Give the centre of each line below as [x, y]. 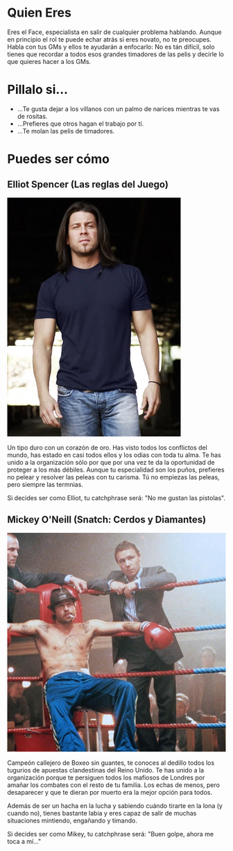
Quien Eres [39, 13]
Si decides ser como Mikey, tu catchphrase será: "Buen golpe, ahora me [110, 834]
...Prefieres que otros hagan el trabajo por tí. [80, 124]
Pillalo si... [37, 90]
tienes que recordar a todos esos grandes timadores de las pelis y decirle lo [115, 54]
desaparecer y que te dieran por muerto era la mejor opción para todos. [110, 792]
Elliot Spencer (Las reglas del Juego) [88, 184]
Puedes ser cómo [58, 159]
